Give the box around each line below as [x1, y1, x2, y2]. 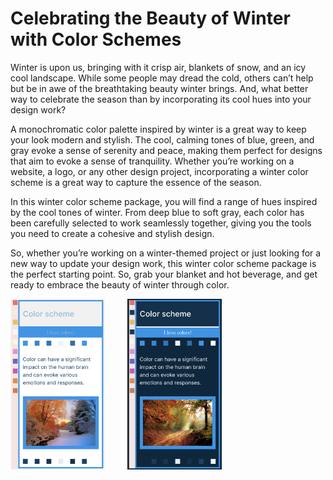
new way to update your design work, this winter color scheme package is [10, 257, 317, 269]
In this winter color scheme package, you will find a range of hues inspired [10, 195, 318, 207]
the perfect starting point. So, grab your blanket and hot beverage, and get [10, 268, 318, 280]
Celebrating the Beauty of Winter [10, 7, 291, 30]
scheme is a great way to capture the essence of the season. [10, 176, 262, 188]
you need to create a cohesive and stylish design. [10, 227, 215, 239]
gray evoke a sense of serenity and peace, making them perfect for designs [10, 144, 323, 156]
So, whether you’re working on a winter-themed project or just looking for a [10, 247, 322, 259]
